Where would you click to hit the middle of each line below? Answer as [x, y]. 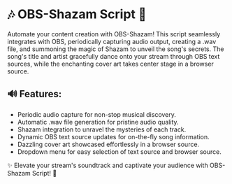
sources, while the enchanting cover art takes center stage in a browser [111, 64]
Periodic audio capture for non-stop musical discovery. [97, 114]
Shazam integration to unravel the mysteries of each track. [102, 129]
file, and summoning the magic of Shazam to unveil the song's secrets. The [116, 49]
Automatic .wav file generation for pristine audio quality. [98, 122]
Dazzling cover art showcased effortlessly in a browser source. [108, 144]
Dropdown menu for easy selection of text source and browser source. [119, 151]
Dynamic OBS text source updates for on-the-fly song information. [113, 136]
